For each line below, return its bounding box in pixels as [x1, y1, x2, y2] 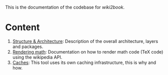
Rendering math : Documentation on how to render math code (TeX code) [12, 48, 163, 54]
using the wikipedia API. [12, 54, 63, 60]
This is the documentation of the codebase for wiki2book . [5, 4, 125, 10]
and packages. [12, 43, 44, 49]
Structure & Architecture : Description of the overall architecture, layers [12, 38, 158, 44]
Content [5, 22, 40, 33]
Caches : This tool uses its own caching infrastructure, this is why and [12, 59, 156, 65]
